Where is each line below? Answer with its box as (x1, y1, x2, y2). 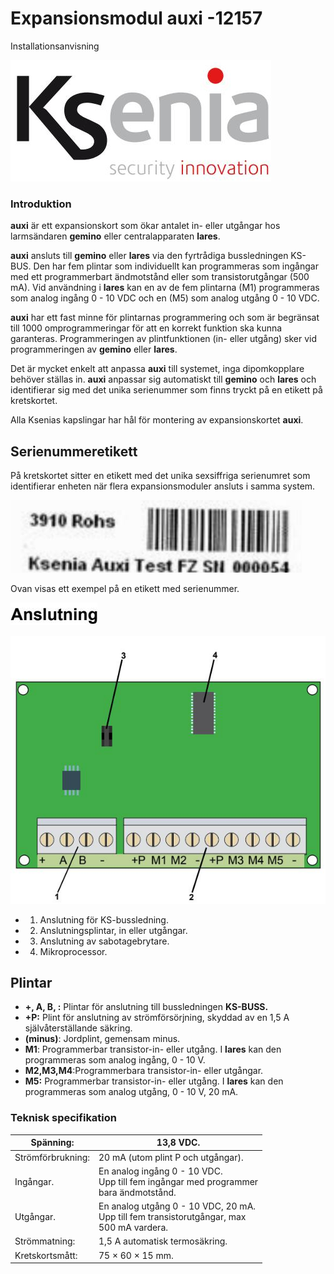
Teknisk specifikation (10, 1111, 118, 1125)
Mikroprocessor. (39, 945, 108, 957)
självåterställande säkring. (24, 1022, 133, 1034)
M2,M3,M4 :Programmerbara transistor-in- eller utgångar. (24, 1065, 264, 1077)
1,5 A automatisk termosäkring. (98, 1235, 228, 1247)
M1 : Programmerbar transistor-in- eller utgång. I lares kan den (24, 1043, 282, 1056)
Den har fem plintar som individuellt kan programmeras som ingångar (33, 260, 319, 272)
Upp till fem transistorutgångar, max (98, 1211, 247, 1223)
